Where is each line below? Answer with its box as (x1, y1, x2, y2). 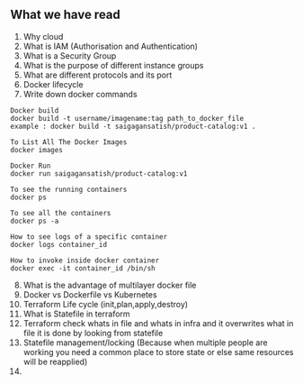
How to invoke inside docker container (10, 256, 160, 265)
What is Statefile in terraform (22, 308, 130, 319)
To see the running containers (10, 185, 128, 194)
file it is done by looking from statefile (22, 327, 164, 338)
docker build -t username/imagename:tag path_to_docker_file (10, 114, 245, 123)
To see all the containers (10, 208, 111, 217)
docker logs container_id (10, 240, 107, 249)
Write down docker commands (22, 88, 138, 99)
